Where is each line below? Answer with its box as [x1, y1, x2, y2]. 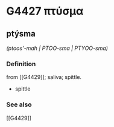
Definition [6, 60, 36, 68]
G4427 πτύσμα [6, 4, 84, 18]
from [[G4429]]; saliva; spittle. [6, 74, 82, 81]
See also [6, 100, 32, 109]
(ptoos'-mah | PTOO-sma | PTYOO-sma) [6, 44, 109, 52]
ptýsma [6, 29, 36, 39]
